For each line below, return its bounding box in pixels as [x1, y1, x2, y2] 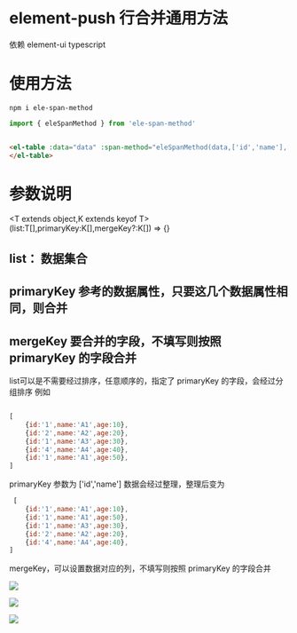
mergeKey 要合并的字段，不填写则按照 [9, 334, 222, 349]
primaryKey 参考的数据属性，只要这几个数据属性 [9, 284, 277, 299]
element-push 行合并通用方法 [9, 8, 229, 28]
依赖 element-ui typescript [9, 39, 106, 50]
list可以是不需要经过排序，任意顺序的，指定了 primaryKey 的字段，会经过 [9, 376, 277, 386]
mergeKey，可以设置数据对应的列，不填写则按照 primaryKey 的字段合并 [9, 563, 272, 574]
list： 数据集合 [9, 250, 88, 266]
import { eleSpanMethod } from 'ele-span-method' [9, 119, 197, 128]
